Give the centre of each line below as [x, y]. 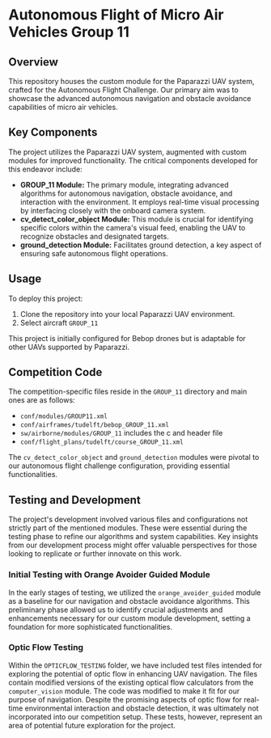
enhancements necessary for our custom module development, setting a [129, 618]
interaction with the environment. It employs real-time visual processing [140, 202]
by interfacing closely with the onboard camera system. [113, 210]
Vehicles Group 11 [69, 32]
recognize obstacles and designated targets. [95, 236]
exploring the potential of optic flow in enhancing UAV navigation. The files [133, 673]
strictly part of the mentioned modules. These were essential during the [128, 528]
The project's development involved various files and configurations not [128, 520]
